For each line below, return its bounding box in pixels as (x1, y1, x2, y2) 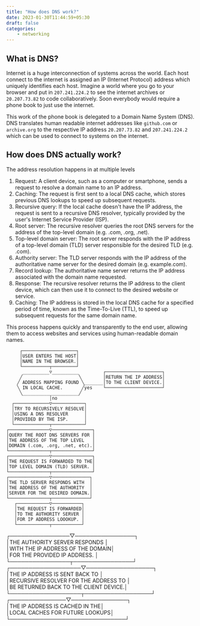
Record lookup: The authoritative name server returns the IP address (14, 267, 185, 274)
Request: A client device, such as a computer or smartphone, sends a (14, 177, 187, 184)
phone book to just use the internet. (6, 101, 95, 108)
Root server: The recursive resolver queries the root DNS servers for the (14, 222, 194, 229)
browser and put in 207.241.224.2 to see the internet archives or (6, 88, 165, 96)
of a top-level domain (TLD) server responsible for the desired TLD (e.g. (14, 241, 193, 249)
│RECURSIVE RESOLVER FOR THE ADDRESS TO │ (6, 577, 131, 584)
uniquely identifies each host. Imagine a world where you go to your (6, 82, 175, 89)
